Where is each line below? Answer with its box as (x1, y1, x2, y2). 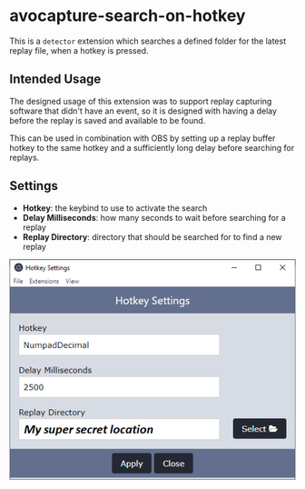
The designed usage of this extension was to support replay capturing (9, 95, 272, 106)
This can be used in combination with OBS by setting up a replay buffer (9, 133, 276, 144)
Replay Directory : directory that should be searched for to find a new (22, 231, 283, 242)
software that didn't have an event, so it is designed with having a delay (9, 105, 278, 116)
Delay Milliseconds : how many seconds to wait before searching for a (22, 212, 286, 223)
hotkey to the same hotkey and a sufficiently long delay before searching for (9, 142, 295, 153)
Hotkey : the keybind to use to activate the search (22, 202, 208, 214)
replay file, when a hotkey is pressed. (9, 45, 149, 55)
